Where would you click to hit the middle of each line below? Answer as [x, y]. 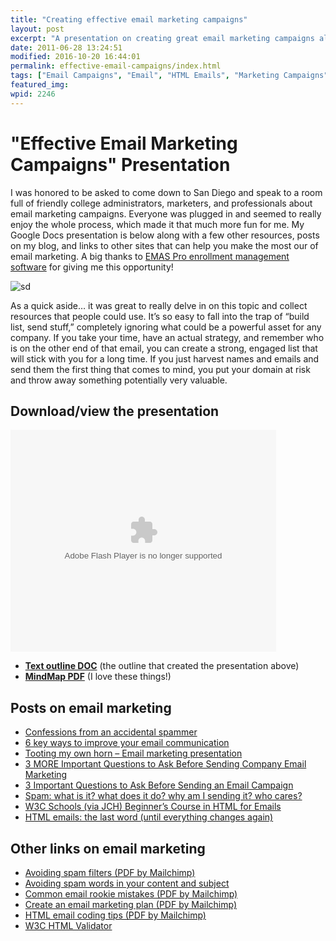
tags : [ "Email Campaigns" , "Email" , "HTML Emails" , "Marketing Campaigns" [169, 76]
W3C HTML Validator [68, 925]
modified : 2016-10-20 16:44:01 [75, 57]
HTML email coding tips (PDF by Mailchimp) [115, 915]
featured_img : [40, 85]
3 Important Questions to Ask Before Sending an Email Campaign [159, 785]
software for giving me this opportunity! [92, 267]
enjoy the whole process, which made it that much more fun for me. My [157, 224]
